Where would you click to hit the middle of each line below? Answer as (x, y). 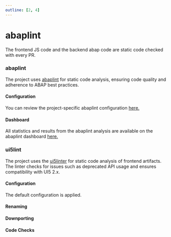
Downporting (20, 218)
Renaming (16, 207)
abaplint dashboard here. (32, 137)
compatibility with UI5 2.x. (33, 171)
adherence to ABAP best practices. (42, 84)
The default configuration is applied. (43, 195)
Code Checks (20, 230)
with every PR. (20, 55)
